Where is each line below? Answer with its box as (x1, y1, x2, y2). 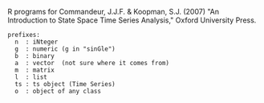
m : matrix (14, 66, 55, 74)
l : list (14, 73, 47, 81)
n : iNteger (14, 38, 59, 46)
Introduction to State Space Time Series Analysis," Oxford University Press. (7, 15, 257, 25)
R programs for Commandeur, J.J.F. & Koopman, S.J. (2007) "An (7, 7, 220, 16)
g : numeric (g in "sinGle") (14, 45, 116, 53)
